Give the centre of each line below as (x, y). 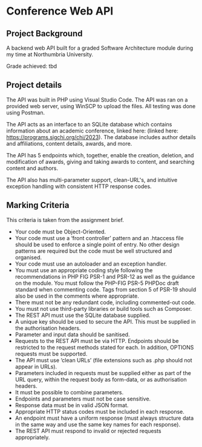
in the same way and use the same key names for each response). (97, 424)
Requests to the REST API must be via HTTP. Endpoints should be (97, 341)
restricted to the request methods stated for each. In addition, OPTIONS (104, 347)
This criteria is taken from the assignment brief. (65, 220)
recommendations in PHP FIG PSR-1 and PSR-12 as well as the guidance (105, 276)
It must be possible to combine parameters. (69, 392)
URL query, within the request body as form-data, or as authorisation (101, 379)
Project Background (44, 34)
